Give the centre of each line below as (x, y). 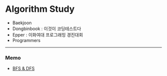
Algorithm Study (40, 9)
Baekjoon (22, 23)
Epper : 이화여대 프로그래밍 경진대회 (48, 35)
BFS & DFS (23, 69)
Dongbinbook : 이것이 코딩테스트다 (47, 29)
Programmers (26, 40)
